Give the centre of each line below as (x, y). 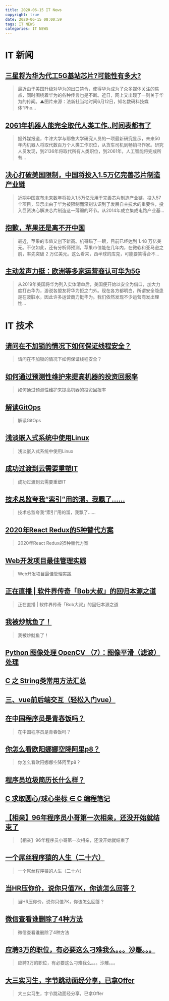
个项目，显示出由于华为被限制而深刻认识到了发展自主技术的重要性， (88, 204)
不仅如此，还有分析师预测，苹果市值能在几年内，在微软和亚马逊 (93, 247)
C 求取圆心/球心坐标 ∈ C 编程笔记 (58, 799)
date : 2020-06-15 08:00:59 (34, 19)
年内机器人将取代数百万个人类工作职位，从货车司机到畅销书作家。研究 (91, 144)
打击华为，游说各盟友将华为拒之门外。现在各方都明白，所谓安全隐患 (93, 291)
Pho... (30, 108)
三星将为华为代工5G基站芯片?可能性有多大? (73, 76)
